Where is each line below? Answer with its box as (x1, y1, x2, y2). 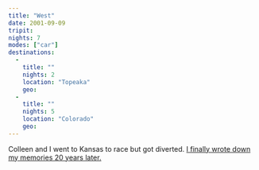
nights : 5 (22, 108, 56, 116)
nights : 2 (22, 71, 56, 79)
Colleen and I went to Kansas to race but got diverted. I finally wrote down (8, 144, 251, 153)
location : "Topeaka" (22, 78, 91, 86)
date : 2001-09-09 (8, 19, 66, 27)
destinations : (8, 48, 56, 56)
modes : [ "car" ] (8, 41, 59, 49)
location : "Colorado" (22, 115, 94, 123)
